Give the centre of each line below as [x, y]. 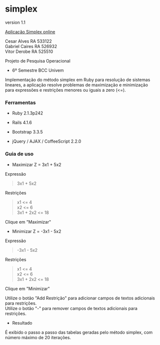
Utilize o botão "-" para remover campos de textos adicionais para [71, 308]
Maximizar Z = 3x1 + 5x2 [37, 164]
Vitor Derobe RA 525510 [29, 51]
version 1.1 [15, 22]
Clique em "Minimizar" [27, 288]
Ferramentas [21, 102]
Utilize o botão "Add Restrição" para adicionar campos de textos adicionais [80, 298]
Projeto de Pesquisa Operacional [38, 61]
